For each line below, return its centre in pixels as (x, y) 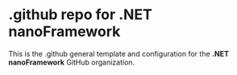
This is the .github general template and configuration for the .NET (119, 53)
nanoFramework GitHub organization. (72, 62)
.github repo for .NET (81, 15)
